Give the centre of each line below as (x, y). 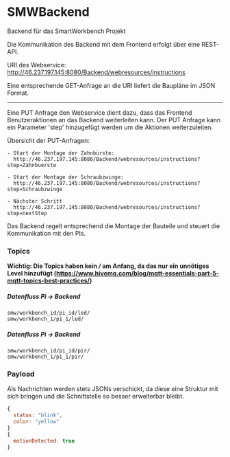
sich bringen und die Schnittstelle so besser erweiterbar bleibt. (96, 397)
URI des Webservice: (37, 65)
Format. (18, 93)
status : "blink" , (38, 415)
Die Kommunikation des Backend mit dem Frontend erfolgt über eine (104, 44)
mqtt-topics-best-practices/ (49, 281)
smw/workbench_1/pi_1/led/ (46, 319)
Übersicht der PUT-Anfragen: (49, 140)
